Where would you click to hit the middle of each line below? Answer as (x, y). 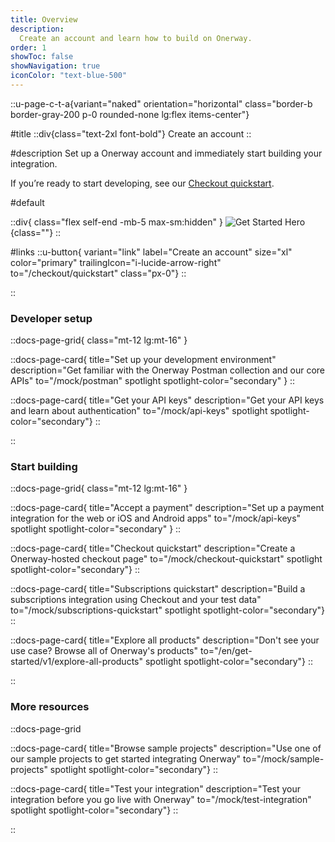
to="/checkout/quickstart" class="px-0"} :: (98, 273)
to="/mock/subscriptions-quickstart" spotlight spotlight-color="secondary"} (168, 610)
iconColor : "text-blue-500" (69, 76)
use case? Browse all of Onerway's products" (104, 651)
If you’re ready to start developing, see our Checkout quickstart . (142, 183)
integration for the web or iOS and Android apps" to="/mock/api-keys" (156, 518)
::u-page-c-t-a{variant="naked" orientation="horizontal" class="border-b (161, 103)
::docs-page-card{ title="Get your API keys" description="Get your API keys (167, 400)
